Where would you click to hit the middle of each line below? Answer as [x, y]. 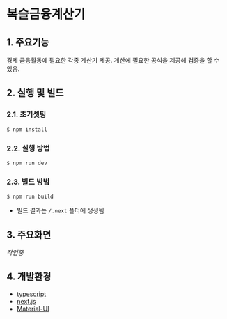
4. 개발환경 [29, 277]
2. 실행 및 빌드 [35, 93]
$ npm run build [30, 197]
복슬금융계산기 [46, 14]
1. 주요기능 [28, 42]
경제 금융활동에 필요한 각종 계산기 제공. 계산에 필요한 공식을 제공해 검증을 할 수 [113, 60]
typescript [31, 294]
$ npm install [27, 130]
